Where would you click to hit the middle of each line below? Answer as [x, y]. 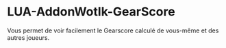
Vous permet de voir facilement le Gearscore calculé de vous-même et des [113, 30]
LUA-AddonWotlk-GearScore [91, 12]
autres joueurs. [28, 37]
